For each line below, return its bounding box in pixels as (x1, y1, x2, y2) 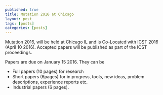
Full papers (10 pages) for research (12, 68, 84, 74)
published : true (5, 7, 39, 12)
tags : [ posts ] (5, 21, 35, 26)
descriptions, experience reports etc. (12, 79, 88, 85)
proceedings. (5, 50, 32, 56)
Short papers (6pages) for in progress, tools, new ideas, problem (12, 74, 145, 80)
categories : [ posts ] (5, 26, 48, 31)
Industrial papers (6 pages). (12, 84, 69, 90)
